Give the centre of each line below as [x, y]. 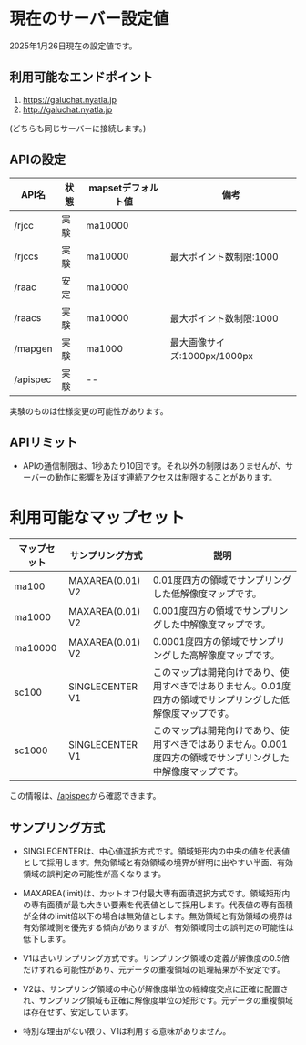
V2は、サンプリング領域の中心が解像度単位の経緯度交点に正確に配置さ [155, 989]
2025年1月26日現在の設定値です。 [73, 46]
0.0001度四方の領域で [201, 642]
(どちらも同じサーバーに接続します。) [78, 128]
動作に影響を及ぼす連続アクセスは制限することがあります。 [166, 477]
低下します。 [46, 939]
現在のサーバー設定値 [89, 19]
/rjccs [26, 256]
